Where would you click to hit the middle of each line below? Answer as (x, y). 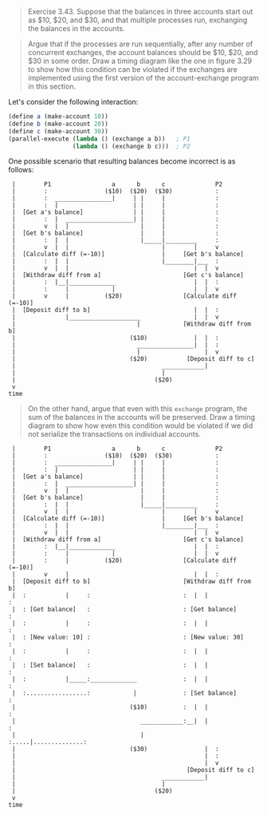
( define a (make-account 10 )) (59, 117)
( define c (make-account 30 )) (59, 131)
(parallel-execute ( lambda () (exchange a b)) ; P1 (100, 139)
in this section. (52, 86)
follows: (21, 170)
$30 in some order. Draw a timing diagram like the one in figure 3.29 (140, 61)
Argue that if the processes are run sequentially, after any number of (140, 44)
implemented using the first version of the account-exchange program (143, 78)
